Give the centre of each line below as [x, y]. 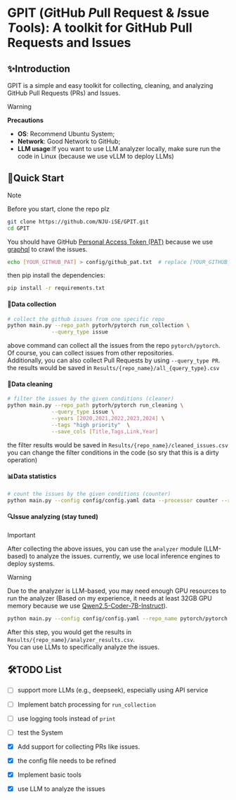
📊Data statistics [32, 476]
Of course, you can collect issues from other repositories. [91, 353]
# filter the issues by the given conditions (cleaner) [91, 399]
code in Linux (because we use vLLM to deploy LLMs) [96, 156]
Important [21, 535]
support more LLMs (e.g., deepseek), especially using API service [113, 690]
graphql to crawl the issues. [47, 249]
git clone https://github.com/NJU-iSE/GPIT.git [78, 222]
